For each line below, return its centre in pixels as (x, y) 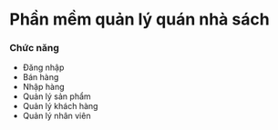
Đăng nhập (43, 67)
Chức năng (34, 48)
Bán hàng (41, 77)
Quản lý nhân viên (57, 116)
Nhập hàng (43, 87)
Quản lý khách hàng (60, 106)
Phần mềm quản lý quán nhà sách (140, 20)
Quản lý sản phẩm (57, 96)
